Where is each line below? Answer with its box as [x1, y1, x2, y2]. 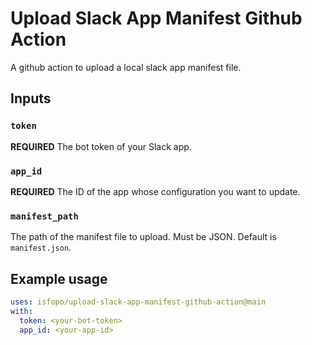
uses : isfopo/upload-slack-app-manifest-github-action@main [10, 297, 267, 307]
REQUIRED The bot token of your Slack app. [10, 140, 192, 152]
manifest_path [10, 210, 79, 222]
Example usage [10, 270, 108, 287]
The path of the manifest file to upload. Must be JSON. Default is [10, 231, 277, 243]
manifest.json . [10, 242, 72, 254]
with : [10, 306, 33, 316]
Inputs [10, 90, 52, 107]
